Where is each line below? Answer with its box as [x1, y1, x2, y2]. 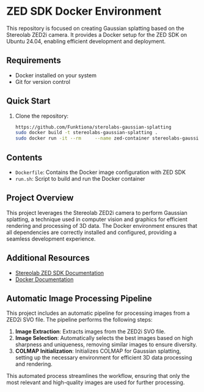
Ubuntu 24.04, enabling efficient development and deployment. [6, 37, 166, 45]
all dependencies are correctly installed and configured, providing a [6, 228, 177, 236]
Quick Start [6, 96, 51, 107]
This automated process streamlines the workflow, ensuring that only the [6, 372, 190, 380]
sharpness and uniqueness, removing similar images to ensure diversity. [15, 341, 197, 349]
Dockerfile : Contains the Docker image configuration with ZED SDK [15, 168, 186, 176]
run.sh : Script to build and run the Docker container [15, 175, 145, 182]
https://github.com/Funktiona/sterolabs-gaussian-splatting [15, 124, 172, 130]
